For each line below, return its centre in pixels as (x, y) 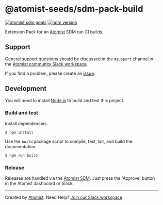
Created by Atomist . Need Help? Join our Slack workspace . (64, 197)
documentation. (21, 146)
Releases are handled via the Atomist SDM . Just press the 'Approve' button (80, 178)
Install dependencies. (26, 123)
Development (26, 89)
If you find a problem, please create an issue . (50, 73)
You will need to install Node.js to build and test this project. (65, 100)
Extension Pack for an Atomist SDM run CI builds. (54, 32)
